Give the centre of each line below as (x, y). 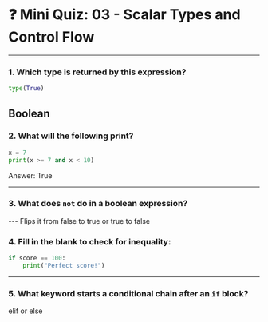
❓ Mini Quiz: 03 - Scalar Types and (124, 15)
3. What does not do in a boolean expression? (98, 204)
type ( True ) (26, 89)
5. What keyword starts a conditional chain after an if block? (128, 293)
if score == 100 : (37, 258)
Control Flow (51, 37)
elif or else (26, 311)
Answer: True (30, 175)
